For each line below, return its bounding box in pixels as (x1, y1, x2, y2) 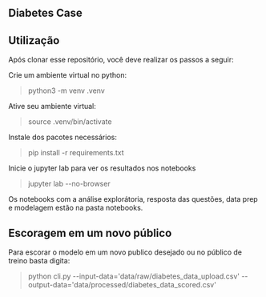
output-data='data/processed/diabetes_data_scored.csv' (27, 280, 216, 290)
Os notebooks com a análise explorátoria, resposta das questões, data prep (8, 195, 258, 204)
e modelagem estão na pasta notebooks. (8, 203, 143, 213)
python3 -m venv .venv (27, 86, 106, 95)
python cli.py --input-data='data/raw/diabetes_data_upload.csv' (27, 271, 240, 281)
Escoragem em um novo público (8, 226, 172, 239)
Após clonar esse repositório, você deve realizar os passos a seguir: (8, 55, 234, 65)
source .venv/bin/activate (27, 117, 112, 126)
